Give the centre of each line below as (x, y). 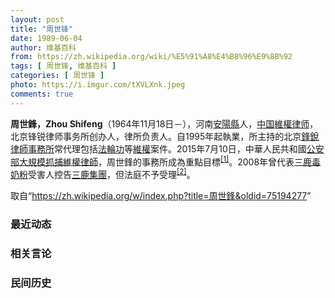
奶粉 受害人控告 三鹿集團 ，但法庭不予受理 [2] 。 (103, 173)
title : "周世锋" (42, 29)
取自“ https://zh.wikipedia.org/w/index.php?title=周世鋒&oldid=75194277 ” (161, 195)
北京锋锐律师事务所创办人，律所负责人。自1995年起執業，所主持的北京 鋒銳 (165, 136)
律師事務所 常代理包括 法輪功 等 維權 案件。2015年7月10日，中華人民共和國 (158, 148)
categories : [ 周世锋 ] (57, 76)
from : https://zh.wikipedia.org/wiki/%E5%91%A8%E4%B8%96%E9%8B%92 (151, 57)
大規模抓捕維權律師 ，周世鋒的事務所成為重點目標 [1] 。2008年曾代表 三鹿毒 (170, 161)
